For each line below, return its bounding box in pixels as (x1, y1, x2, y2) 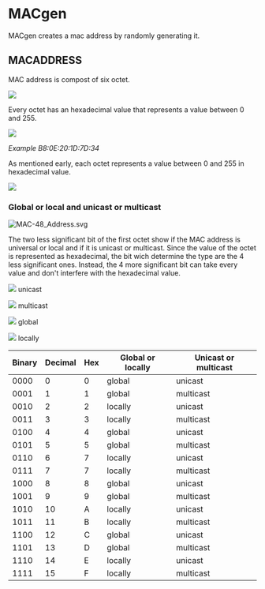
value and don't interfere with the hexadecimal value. (8, 268, 181, 278)
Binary (12, 357, 38, 368)
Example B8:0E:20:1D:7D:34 (8, 143, 100, 152)
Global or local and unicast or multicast (8, 201, 162, 212)
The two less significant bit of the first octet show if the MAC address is (8, 234, 241, 245)
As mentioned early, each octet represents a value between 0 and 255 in (8, 159, 244, 168)
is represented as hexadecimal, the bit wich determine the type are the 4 (8, 252, 244, 261)
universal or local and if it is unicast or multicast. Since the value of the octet (8, 243, 256, 253)
